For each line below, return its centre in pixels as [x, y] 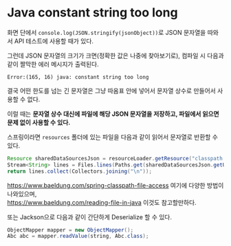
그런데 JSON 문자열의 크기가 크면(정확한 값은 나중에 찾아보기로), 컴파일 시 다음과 [116, 56]
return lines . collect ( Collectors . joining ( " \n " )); [80, 171]
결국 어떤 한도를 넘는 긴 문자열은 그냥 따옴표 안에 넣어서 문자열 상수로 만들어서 [112, 90]
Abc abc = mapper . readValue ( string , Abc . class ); [78, 236]
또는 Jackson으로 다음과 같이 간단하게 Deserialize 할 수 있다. [90, 217]
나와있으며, [22, 194]
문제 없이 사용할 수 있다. [39, 122]
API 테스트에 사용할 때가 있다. [54, 41]
